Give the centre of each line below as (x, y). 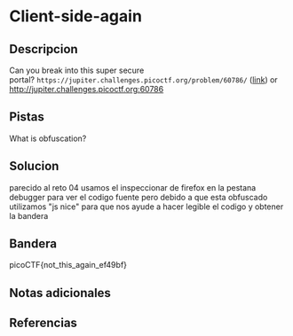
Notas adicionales (60, 293)
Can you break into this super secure (77, 70)
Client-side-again (75, 16)
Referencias (44, 323)
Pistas (27, 117)
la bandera (29, 215)
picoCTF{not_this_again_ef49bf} (68, 265)
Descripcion (44, 49)
